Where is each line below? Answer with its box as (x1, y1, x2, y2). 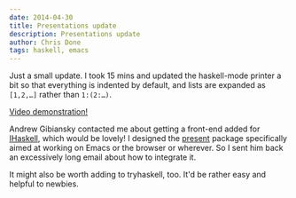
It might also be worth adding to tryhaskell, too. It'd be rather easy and (9, 170, 267, 180)
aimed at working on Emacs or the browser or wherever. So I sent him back (9, 143, 284, 154)
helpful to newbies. (9, 178, 80, 189)
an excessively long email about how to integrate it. (9, 152, 197, 162)
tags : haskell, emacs (9, 46, 90, 55)
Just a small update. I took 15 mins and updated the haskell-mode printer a (9, 70, 282, 81)
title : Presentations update (9, 21, 117, 30)
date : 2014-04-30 (9, 12, 74, 22)
